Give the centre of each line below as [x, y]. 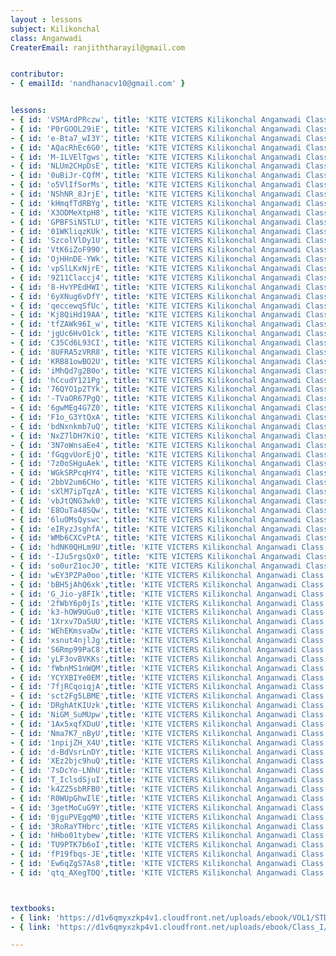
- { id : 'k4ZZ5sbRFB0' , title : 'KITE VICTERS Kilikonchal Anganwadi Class [167, 789]
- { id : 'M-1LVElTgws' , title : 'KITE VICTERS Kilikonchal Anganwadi [156, 157]
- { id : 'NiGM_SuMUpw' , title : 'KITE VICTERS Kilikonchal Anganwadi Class [167, 715]
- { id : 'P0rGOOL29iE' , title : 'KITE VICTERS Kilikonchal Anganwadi [156, 129]
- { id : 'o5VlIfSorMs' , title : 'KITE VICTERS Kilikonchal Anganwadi [156, 185]
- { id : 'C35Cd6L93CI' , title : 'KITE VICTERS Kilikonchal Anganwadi [156, 343]
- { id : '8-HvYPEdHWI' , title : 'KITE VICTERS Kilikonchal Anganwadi [156, 287]
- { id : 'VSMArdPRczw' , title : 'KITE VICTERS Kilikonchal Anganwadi [156, 120]
